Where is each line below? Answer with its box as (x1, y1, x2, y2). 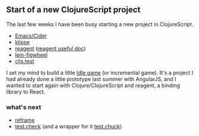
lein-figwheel (14, 51, 48, 58)
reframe (14, 116, 35, 124)
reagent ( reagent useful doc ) (14, 45, 86, 52)
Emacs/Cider (14, 32, 47, 39)
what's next (6, 103, 42, 111)
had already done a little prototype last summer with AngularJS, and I (6, 75, 176, 82)
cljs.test (14, 57, 35, 64)
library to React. (6, 88, 46, 95)
